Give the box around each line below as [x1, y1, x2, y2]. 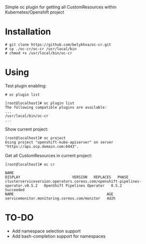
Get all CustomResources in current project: [5, 152, 92, 158]
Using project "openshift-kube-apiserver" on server [5, 140, 114, 145]
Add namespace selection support [12, 228, 81, 234]
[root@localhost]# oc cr [5, 162, 55, 167]
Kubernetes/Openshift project [5, 9, 64, 15]
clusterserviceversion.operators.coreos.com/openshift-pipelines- [5, 179, 142, 184]
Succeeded [5, 187, 25, 192]
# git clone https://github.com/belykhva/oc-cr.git [5, 42, 111, 47]
